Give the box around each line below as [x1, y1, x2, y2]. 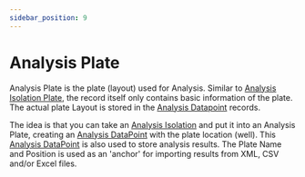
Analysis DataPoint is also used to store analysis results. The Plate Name [9, 138, 282, 150]
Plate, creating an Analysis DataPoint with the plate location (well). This [9, 129, 276, 140]
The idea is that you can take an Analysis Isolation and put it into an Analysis [9, 119, 296, 130]
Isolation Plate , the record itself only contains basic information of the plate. [9, 92, 293, 103]
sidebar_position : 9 [9, 13, 88, 23]
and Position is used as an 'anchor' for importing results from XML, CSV [9, 148, 280, 159]
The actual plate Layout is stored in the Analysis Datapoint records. [9, 102, 261, 113]
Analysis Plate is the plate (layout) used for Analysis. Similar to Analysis [9, 83, 277, 93]
